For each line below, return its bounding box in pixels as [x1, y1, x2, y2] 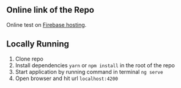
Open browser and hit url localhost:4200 [15, 75, 118, 82]
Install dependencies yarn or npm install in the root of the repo [15, 61, 175, 69]
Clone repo [15, 55, 44, 62]
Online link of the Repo [6, 5, 95, 15]
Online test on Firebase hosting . [6, 21, 87, 28]
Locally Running [6, 39, 69, 50]
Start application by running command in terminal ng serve [15, 68, 163, 75]
